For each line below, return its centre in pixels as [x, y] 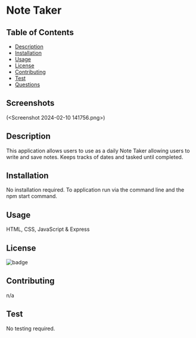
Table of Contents [40, 32]
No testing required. [31, 328]
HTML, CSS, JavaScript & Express [48, 229]
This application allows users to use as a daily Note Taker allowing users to [98, 151]
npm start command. [32, 196]
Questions [27, 84]
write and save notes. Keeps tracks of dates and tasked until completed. [95, 157]
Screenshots [30, 103]
